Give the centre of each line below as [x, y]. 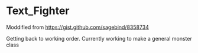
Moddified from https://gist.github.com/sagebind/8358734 [78, 27]
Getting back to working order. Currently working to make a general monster [99, 38]
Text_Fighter [38, 11]
